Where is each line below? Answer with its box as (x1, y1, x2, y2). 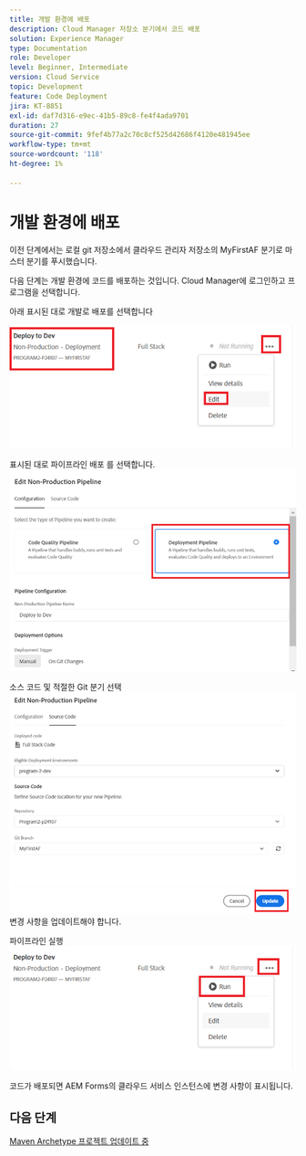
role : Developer (9, 53, 71, 63)
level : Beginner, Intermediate (9, 63, 128, 72)
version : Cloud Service (9, 73, 100, 82)
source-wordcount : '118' (9, 150, 104, 159)
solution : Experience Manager (9, 34, 125, 43)
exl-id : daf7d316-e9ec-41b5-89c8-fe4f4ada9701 (9, 110, 189, 121)
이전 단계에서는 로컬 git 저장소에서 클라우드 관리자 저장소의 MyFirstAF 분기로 (9, 244, 284, 255)
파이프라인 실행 (9, 935, 64, 946)
